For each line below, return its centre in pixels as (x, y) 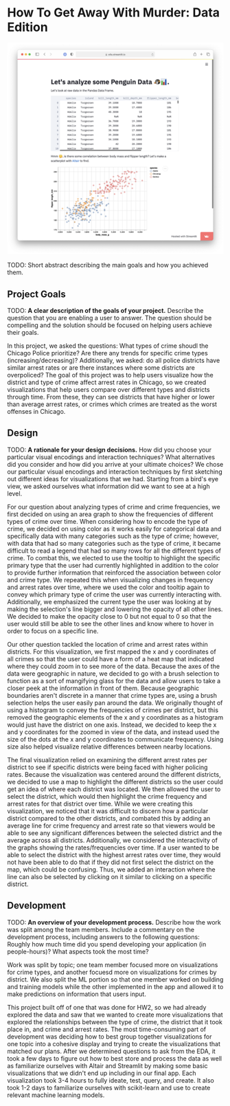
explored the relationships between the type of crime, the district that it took (115, 1021)
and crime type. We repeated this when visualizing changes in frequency (110, 579)
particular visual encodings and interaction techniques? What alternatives (111, 457)
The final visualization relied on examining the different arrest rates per (107, 760)
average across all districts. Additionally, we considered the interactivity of (113, 840)
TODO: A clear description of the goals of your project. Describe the (105, 310)
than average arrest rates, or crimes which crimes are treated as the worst (112, 404)
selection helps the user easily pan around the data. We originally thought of (115, 703)
